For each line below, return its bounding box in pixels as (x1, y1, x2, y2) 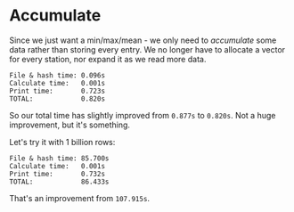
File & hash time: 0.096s (9, 70, 105, 80)
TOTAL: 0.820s (9, 94, 105, 103)
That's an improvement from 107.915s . (9, 192, 150, 203)
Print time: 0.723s (9, 86, 105, 95)
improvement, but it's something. (9, 119, 131, 130)
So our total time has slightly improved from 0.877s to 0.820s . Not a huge (9, 110, 276, 120)
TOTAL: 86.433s (9, 177, 110, 186)
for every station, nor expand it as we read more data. (9, 53, 207, 64)
